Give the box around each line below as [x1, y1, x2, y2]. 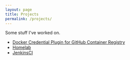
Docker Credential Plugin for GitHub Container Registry [12, 39, 126, 45]
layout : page [5, 7, 32, 12]
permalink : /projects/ [5, 16, 52, 21]
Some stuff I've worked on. [5, 30, 61, 36]
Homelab [12, 45, 31, 51]
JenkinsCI [12, 50, 33, 56]
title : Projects [5, 12, 39, 17]
